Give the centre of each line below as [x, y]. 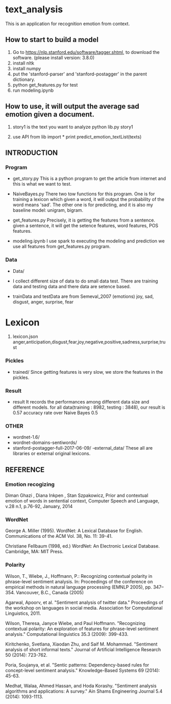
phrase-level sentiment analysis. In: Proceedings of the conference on [79, 581]
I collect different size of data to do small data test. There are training [85, 281]
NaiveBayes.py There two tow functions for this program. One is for [84, 194]
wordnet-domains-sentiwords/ [45, 442]
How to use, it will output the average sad [72, 106]
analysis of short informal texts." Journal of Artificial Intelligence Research [83, 649]
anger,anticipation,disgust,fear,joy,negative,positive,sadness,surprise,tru [89, 342]
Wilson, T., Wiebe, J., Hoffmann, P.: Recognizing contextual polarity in [79, 576]
